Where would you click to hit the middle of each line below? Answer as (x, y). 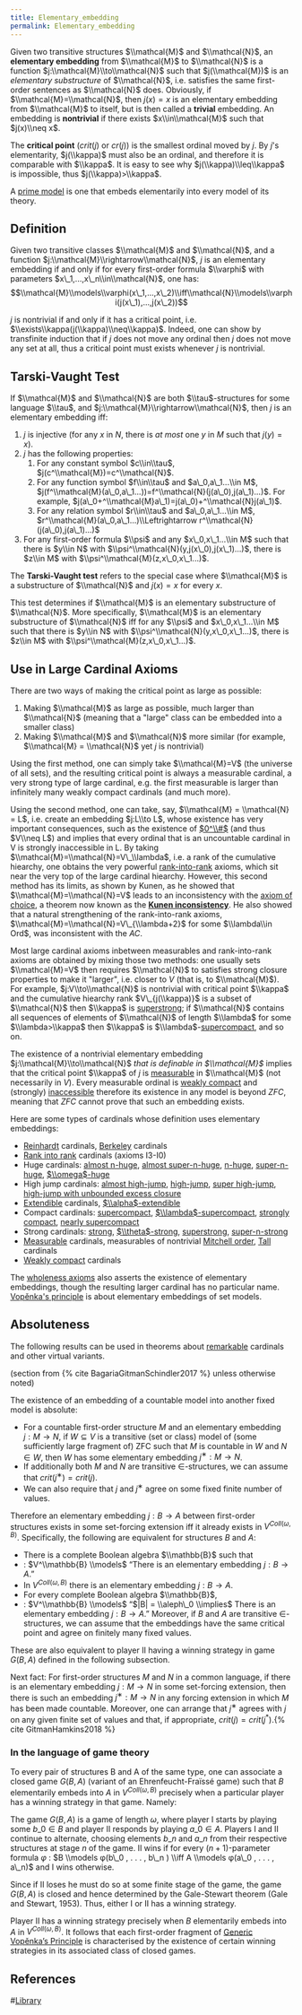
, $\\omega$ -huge (76, 1174)
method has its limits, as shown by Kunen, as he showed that (123, 885)
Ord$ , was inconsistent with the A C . (76, 933)
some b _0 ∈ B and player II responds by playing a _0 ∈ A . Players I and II (144, 1828)
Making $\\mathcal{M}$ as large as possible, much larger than (138, 708)
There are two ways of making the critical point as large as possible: (136, 690)
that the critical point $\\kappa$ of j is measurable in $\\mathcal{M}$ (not (146, 1073)
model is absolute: (44, 1410)
